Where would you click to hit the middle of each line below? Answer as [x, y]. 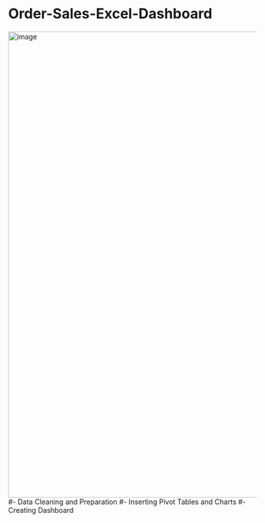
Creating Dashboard [41, 510]
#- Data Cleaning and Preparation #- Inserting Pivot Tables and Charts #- [127, 502]
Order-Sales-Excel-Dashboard [110, 14]
